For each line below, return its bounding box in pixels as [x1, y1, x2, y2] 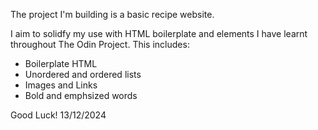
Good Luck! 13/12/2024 [10, 109, 107, 121]
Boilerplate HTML [24, 58, 98, 69]
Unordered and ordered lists [24, 69, 142, 80]
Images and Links [24, 79, 98, 91]
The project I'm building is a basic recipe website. [10, 9, 215, 20]
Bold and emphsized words [24, 90, 138, 101]
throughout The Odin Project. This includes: [10, 39, 190, 50]
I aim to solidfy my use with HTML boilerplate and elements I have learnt [10, 28, 308, 39]
